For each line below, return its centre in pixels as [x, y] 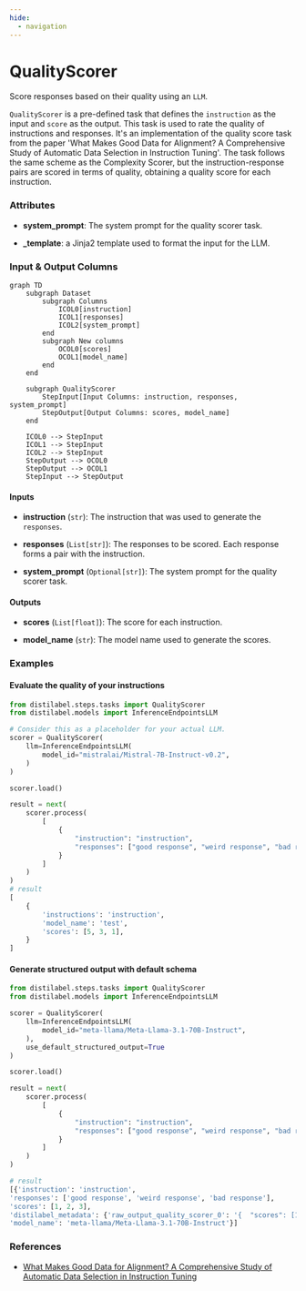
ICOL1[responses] [91, 318]
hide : [20, 18]
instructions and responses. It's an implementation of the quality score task [151, 134]
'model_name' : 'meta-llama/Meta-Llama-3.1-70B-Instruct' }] [124, 1224]
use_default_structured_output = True [96, 1047]
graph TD [26, 286]
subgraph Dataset [59, 294]
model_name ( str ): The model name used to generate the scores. [147, 640]
